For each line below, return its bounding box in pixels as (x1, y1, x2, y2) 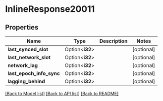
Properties (5, 23, 39, 32)
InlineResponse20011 (5, 3, 95, 15)
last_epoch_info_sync (7, 70, 60, 77)
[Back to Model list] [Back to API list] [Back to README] (5, 91, 119, 97)
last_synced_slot (7, 46, 49, 53)
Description (99, 38, 128, 44)
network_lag (7, 62, 38, 68)
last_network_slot (7, 54, 51, 61)
